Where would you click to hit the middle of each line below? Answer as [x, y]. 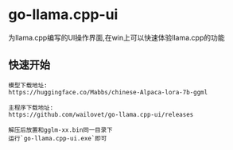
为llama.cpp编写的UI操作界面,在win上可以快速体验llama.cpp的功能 [116, 37]
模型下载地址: [28, 85]
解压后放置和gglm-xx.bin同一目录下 [60, 130]
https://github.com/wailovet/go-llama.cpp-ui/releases [101, 114]
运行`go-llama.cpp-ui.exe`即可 [58, 138]
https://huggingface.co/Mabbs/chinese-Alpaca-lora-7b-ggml [108, 92]
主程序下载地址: [31, 108]
